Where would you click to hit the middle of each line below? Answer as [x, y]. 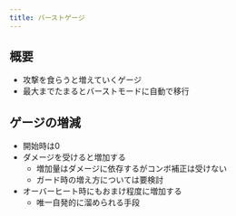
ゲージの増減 [45, 122]
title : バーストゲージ [47, 18]
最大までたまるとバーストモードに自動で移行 [106, 91]
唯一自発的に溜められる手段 [88, 202]
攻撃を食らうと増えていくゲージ [82, 80]
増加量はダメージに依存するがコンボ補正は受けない [131, 169]
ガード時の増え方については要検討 [99, 180]
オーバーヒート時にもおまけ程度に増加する [102, 192]
